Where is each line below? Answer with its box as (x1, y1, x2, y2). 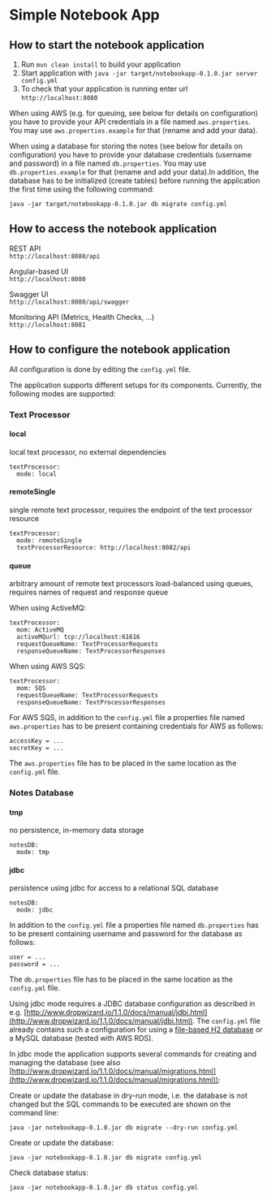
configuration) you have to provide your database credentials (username (9, 150, 252, 159)
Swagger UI (9, 289, 49, 299)
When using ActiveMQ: (9, 603, 87, 613)
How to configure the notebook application (9, 343, 230, 356)
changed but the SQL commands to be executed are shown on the (9, 1099, 231, 1109)
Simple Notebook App (9, 6, 161, 24)
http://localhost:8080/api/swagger (9, 298, 130, 306)
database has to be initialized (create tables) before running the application (9, 176, 260, 185)
